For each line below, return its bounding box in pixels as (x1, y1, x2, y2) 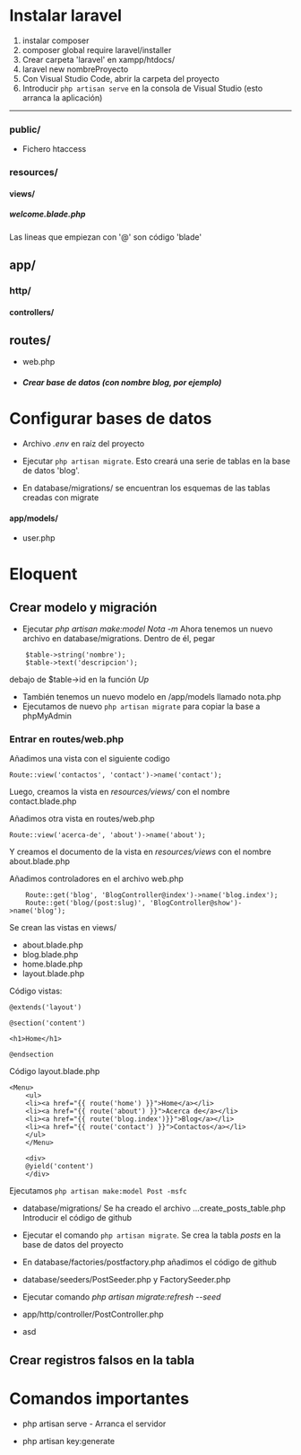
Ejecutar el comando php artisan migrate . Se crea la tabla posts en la (21, 1230, 281, 1240)
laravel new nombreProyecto (21, 64, 129, 75)
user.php (21, 533, 56, 543)
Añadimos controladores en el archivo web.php (9, 873, 184, 885)
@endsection (9, 1050, 54, 1060)
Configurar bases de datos (9, 409, 212, 429)
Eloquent (9, 564, 78, 585)
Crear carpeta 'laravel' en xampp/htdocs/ (21, 54, 176, 65)
